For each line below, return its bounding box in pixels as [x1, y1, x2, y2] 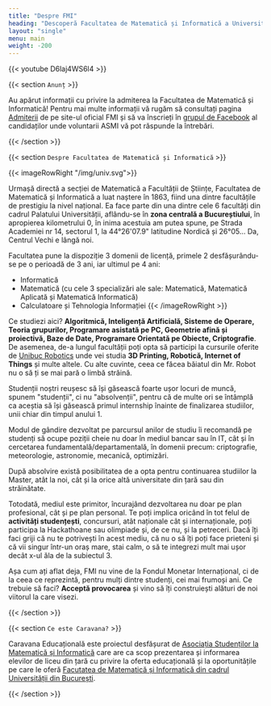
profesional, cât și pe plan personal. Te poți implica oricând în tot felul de [8, 508, 250, 518]
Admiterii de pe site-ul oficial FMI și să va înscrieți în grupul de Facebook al [8, 112, 258, 122]
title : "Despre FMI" [8, 11, 78, 20]
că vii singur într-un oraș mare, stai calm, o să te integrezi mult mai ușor [8, 542, 246, 552]
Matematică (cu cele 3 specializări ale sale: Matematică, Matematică [19, 284, 248, 293]
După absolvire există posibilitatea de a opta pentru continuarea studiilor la [8, 466, 257, 477]
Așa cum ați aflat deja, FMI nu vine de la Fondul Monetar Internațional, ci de [8, 566, 260, 576]
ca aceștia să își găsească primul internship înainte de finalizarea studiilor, [8, 401, 254, 410]
